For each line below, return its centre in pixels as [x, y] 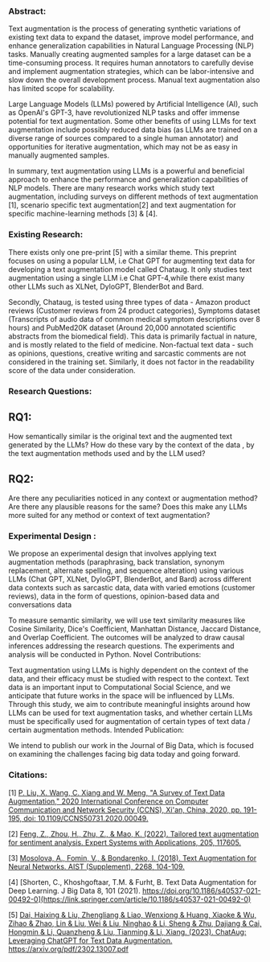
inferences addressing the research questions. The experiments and [121, 646]
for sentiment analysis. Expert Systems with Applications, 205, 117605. [125, 842]
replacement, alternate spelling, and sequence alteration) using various [126, 571]
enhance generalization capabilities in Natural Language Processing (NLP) [131, 46]
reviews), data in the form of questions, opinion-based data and [114, 596]
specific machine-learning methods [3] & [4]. [83, 214]
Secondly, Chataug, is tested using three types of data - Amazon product [129, 302]
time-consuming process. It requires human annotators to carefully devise [131, 63]
